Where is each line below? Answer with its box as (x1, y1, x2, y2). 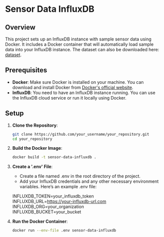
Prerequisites (5, 66, 47, 74)
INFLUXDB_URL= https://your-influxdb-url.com (12, 199, 107, 204)
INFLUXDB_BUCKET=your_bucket (12, 209, 81, 215)
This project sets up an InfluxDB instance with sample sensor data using (5, 36, 152, 42)
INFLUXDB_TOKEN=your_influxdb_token (12, 193, 94, 199)
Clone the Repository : (12, 122, 58, 128)
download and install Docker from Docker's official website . (12, 84, 133, 90)
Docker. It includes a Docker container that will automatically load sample (5, 41, 154, 47)
